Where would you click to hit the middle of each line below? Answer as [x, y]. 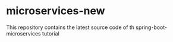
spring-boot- [152, 27]
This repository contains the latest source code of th [70, 27]
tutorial [51, 33]
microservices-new [56, 11]
